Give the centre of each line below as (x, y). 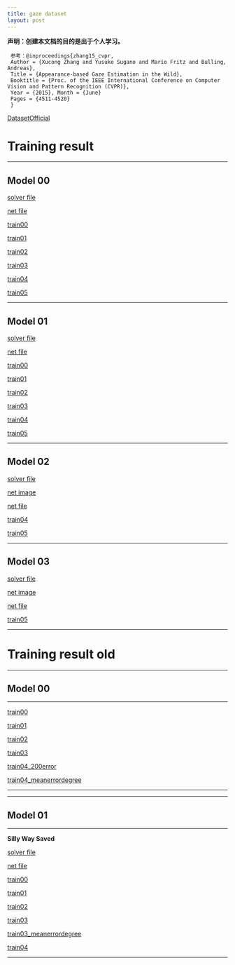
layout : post (26, 20)
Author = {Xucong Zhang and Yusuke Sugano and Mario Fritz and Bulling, (119, 62)
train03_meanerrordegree (44, 934)
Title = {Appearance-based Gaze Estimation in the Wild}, (97, 74)
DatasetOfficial (29, 118)
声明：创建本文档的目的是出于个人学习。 (65, 41)
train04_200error (32, 767)
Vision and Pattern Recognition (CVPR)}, (69, 86)
